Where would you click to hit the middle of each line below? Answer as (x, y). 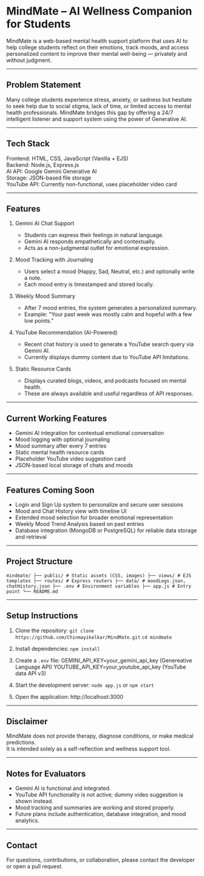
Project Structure (39, 561)
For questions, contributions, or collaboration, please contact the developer (101, 860)
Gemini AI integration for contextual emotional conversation (89, 433)
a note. (33, 278)
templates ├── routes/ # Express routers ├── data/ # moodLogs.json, (96, 581)
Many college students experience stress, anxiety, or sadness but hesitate (99, 99)
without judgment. (29, 60)
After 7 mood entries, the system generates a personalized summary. (110, 308)
